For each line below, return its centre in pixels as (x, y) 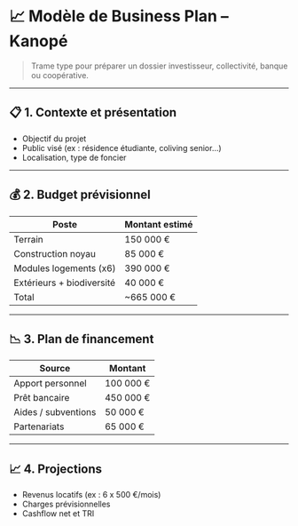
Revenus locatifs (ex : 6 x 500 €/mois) (91, 495)
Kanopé (39, 41)
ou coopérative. (59, 75)
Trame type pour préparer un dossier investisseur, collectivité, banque (159, 66)
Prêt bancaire (42, 398)
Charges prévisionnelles (66, 504)
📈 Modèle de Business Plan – (119, 16)
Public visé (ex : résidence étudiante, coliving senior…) (122, 147)
